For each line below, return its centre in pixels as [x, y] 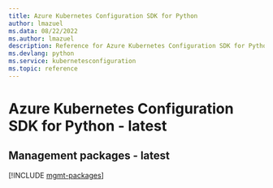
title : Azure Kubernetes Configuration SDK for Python [103, 16]
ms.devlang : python [41, 53]
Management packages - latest [89, 156]
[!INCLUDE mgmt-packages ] [56, 175]
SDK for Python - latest [88, 126]
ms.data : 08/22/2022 [43, 31]
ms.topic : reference [43, 69]
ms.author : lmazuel [41, 38]
